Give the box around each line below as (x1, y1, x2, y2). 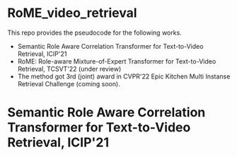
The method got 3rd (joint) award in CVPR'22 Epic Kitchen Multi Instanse (17, 72, 231, 81)
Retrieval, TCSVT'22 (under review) (17, 64, 122, 73)
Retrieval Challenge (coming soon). (17, 79, 120, 88)
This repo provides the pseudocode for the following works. (7, 28, 182, 37)
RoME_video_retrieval (7, 5, 137, 21)
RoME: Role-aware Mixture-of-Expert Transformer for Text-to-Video (17, 57, 216, 65)
